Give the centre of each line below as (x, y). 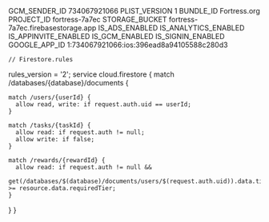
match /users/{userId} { (50, 97)
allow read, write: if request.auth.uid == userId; (104, 105)
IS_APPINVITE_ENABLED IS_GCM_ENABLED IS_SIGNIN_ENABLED (117, 36)
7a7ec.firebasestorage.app (52, 28)
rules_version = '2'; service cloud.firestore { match (91, 74)
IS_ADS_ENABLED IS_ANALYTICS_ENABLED (171, 28)
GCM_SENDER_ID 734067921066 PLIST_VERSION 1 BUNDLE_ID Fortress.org (134, 11)
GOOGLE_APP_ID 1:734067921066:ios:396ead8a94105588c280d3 (118, 45)
